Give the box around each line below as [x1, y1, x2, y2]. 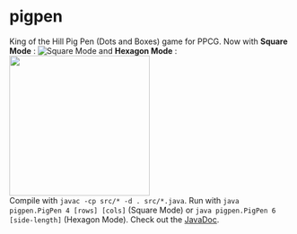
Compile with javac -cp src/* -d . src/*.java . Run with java [9, 195, 240, 205]
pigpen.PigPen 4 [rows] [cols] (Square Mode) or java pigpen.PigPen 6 [9, 204, 276, 215]
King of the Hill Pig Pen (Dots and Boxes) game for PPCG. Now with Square [9, 36, 289, 47]
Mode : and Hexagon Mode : [9, 45, 178, 56]
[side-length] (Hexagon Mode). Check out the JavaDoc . [9, 213, 220, 225]
